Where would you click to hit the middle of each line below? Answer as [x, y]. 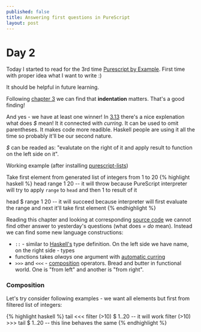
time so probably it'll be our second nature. [59, 136]
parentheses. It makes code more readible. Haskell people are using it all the [101, 130]
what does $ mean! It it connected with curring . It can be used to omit [92, 123]
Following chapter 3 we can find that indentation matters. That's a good [95, 99]
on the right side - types [45, 250]
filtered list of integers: [34, 304]
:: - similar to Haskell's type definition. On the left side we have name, [102, 244]
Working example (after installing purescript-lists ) [67, 166]
